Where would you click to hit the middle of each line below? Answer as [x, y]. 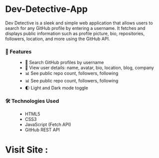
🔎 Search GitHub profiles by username [64, 63]
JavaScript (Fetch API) [48, 124]
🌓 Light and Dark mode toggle [56, 88]
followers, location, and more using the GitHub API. [58, 39]
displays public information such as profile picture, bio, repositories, [75, 33]
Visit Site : [27, 150]
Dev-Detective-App [47, 9]
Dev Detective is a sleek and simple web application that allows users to [79, 23]
